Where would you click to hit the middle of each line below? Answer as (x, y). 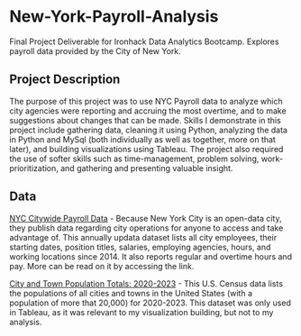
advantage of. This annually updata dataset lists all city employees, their (143, 237)
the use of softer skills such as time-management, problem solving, (134, 159)
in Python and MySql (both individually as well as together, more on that (143, 139)
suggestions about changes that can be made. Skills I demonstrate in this (145, 120)
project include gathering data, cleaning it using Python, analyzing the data (149, 130)
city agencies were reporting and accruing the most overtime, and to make (148, 111)
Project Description (65, 80)
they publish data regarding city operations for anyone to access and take (146, 228)
